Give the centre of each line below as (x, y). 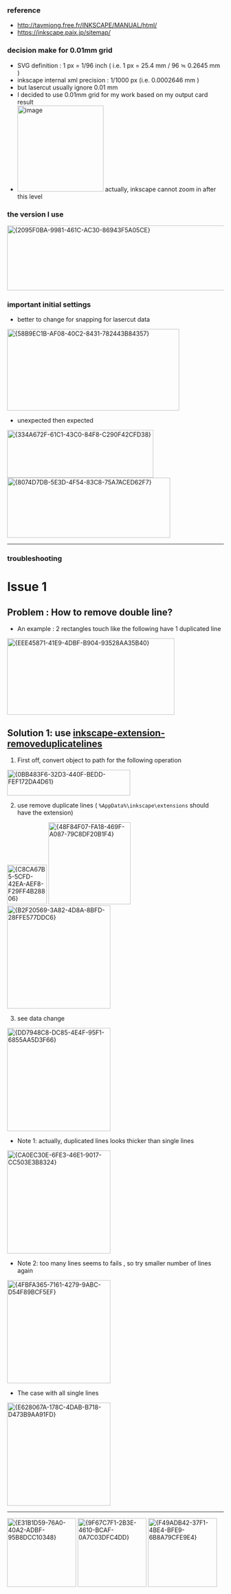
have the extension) (45, 812)
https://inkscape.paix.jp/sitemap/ (64, 32)
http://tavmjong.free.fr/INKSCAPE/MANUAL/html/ (87, 25)
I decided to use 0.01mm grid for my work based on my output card (112, 94)
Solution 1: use (39, 733)
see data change (41, 1018)
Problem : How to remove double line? (90, 612)
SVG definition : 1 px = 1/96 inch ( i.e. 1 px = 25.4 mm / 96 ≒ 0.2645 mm (119, 65)
